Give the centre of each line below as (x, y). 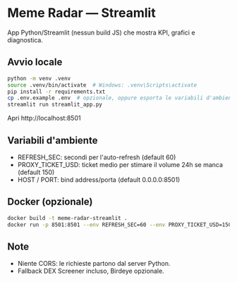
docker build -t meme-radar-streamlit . (68, 218)
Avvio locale (35, 62)
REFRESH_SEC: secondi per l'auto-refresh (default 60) (97, 157)
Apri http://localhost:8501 (44, 118)
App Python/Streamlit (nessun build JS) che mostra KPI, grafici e (101, 32)
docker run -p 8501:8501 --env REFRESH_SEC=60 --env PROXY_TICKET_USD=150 (120, 225)
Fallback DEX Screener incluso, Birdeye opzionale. (91, 271)
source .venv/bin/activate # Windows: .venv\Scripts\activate (102, 85)
